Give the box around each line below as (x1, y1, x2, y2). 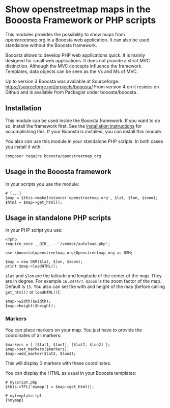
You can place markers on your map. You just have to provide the (5, 327, 143, 333)
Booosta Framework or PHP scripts (5, 14, 156, 26)
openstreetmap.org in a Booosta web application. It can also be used (5, 37, 150, 43)
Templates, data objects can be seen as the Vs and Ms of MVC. (5, 68, 138, 75)
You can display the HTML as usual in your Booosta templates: (5, 370, 136, 376)
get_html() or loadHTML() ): (5, 289, 61, 295)
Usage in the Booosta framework (5, 167, 112, 176)
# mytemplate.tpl (5, 393, 42, 398)
